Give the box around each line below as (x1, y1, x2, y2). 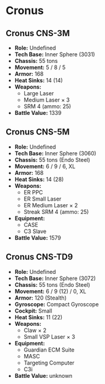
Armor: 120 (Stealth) (14, 294, 67, 301)
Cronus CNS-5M (5, 127, 70, 138)
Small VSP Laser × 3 (23, 333, 76, 340)
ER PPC (23, 188, 43, 196)
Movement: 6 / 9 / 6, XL (14, 163, 76, 170)
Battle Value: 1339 (14, 109, 62, 116)
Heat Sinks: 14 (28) (14, 175, 64, 183)
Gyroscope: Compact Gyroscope (14, 300, 99, 308)
